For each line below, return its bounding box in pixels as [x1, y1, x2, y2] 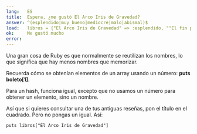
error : [6, 36, 22, 42]
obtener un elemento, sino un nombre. [6, 93, 98, 101]
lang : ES [6, 8, 33, 15]
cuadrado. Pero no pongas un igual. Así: [6, 111, 103, 118]
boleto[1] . [6, 76, 30, 83]
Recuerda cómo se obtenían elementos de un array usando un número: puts [6, 70, 191, 76]
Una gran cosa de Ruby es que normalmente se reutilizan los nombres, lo [6, 52, 183, 59]
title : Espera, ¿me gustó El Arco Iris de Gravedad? [6, 14, 141, 20]
